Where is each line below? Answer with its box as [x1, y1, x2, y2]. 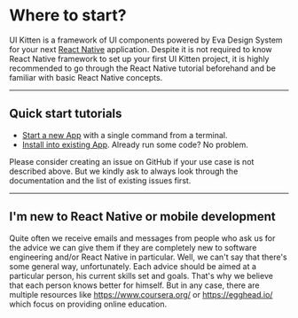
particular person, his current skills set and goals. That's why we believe [9, 270, 273, 281]
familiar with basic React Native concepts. [9, 72, 163, 82]
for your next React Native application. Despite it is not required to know [9, 43, 272, 54]
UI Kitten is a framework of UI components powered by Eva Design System [9, 35, 283, 45]
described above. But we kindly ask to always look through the [9, 166, 239, 176]
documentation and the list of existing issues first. [9, 175, 192, 186]
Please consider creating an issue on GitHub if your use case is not [9, 156, 255, 167]
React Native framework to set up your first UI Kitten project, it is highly [9, 53, 270, 64]
